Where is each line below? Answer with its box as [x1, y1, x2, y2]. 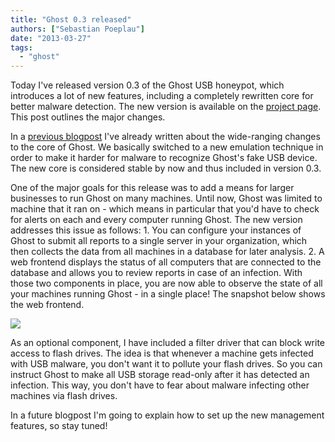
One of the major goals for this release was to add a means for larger [10, 182, 295, 194]
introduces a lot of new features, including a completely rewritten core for [10, 90, 314, 102]
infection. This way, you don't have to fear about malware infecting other [10, 379, 310, 391]
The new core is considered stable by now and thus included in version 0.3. [10, 162, 322, 175]
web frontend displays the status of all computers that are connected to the [10, 256, 322, 268]
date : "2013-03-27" [10, 33, 92, 43]
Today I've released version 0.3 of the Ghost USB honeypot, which [10, 79, 285, 91]
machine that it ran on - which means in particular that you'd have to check [10, 203, 320, 215]
